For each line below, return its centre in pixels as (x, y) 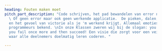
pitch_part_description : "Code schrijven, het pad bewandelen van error (79, 14)
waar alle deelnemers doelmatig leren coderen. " (60, 37)
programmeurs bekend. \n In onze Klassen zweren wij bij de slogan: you (83, 28)
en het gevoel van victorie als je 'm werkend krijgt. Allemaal (75, 23)
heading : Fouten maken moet (33, 9)
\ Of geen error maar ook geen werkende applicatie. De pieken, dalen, (84, 18)
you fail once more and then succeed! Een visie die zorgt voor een (79, 32)
